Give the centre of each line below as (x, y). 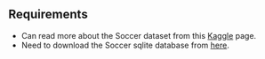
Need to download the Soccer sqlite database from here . (125, 45)
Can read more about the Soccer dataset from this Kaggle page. (139, 35)
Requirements (48, 15)
